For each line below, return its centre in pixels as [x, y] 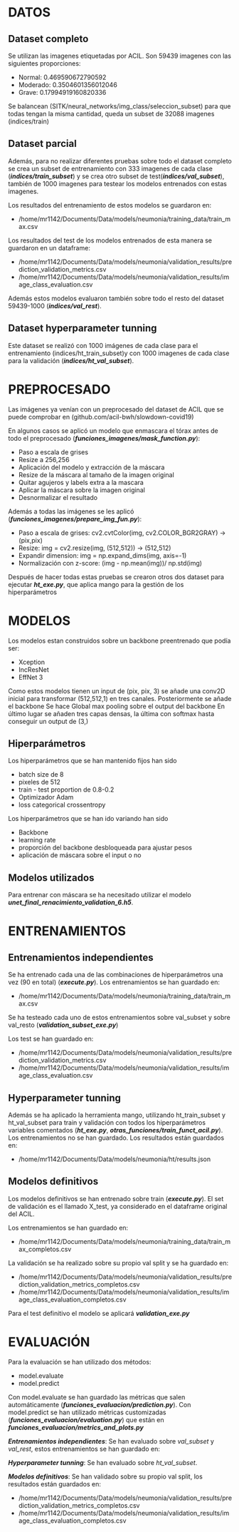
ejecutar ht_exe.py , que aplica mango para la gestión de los [96, 584]
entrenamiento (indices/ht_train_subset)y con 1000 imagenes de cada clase [119, 353]
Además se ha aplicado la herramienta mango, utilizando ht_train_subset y [117, 1115]
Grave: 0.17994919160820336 [62, 92]
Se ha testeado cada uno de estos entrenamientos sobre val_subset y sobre [119, 1018]
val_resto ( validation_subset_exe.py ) [63, 1025]
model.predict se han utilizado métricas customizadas [87, 1412]
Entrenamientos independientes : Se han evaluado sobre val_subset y [111, 1441]
